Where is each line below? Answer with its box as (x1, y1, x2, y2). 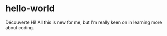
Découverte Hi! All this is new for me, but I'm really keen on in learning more (5, 19, 162, 25)
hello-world (5, 3, 55, 14)
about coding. (5, 24, 34, 30)
